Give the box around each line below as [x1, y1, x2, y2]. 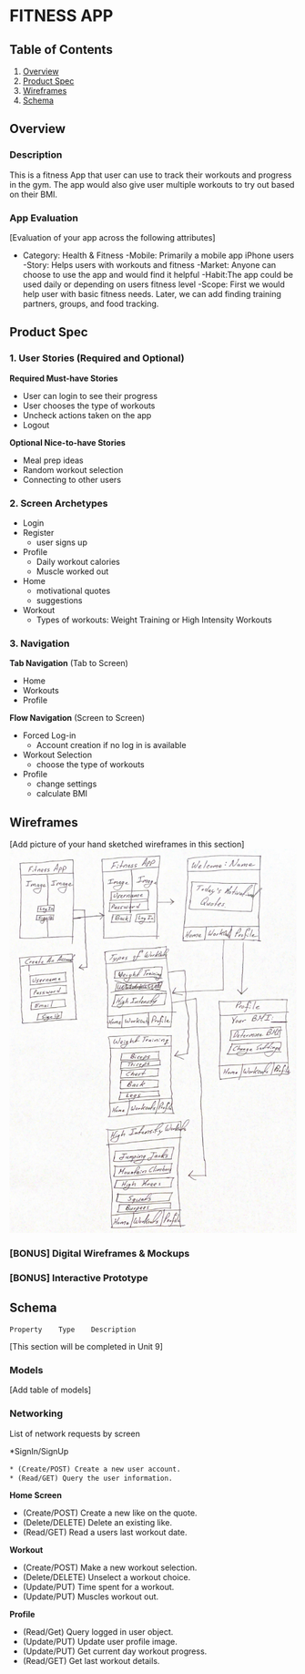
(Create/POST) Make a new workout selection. [22, 1562, 198, 1573]
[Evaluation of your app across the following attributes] [9, 231, 216, 242]
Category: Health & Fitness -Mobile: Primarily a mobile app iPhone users [22, 250, 294, 261]
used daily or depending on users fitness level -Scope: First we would [22, 279, 285, 290]
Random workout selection [22, 464, 124, 475]
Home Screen [9, 1489, 62, 1500]
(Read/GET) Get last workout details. [22, 1655, 160, 1666]
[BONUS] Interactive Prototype [9, 1272, 148, 1285]
